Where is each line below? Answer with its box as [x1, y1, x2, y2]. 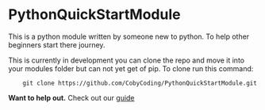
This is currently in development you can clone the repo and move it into [8, 55, 244, 65]
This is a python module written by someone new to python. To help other [8, 32, 250, 41]
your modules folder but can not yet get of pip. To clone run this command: [8, 63, 254, 73]
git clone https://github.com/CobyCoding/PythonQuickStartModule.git [22, 79, 258, 87]
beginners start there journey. [8, 40, 106, 49]
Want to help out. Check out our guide [8, 93, 135, 102]
